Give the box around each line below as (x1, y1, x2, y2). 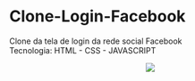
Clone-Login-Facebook (9, 6, 186, 27)
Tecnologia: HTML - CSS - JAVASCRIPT (9, 45, 157, 55)
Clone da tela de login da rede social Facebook (9, 36, 182, 46)
